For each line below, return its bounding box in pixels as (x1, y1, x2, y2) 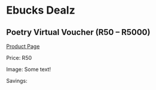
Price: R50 (6, 54, 32, 61)
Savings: (6, 78, 28, 84)
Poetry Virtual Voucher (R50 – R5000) (6, 27, 151, 37)
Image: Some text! (6, 66, 51, 73)
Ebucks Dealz (6, 4, 76, 17)
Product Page (6, 43, 40, 50)
